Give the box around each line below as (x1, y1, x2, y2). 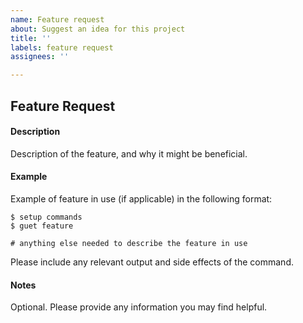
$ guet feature (10, 221, 74, 231)
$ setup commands (10, 212, 83, 222)
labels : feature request (10, 42, 114, 53)
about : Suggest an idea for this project (10, 24, 186, 34)
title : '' (10, 33, 52, 43)
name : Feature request (10, 14, 105, 25)
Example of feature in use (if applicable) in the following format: (10, 192, 273, 205)
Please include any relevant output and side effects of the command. (10, 256, 294, 268)
